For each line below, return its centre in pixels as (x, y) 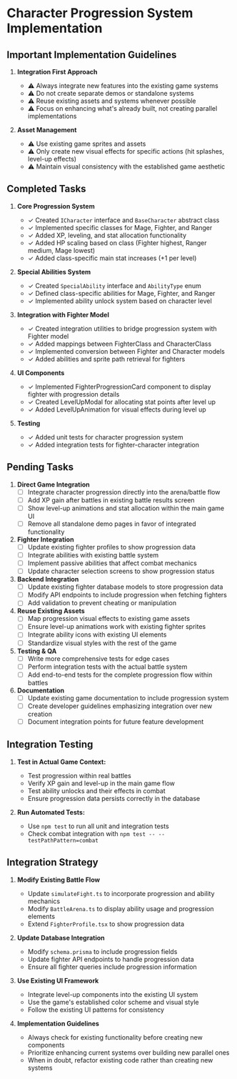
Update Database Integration (61, 938)
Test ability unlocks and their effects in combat (96, 790)
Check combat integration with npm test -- (91, 833)
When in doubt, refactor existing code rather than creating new (120, 1060)
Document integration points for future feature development (116, 721)
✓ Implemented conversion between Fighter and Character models (126, 351)
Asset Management (47, 130)
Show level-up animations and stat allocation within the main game (126, 508)
